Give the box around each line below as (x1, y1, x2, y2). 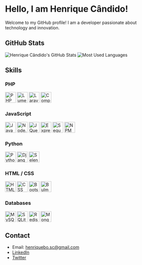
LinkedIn (12, 249, 30, 255)
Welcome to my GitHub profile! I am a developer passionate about (5, 20, 137, 25)
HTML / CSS (5, 170, 35, 177)
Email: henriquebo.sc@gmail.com (12, 244, 79, 250)
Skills (5, 66, 22, 74)
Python (5, 140, 23, 147)
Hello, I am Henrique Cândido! (5, 3, 128, 15)
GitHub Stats (5, 39, 45, 47)
